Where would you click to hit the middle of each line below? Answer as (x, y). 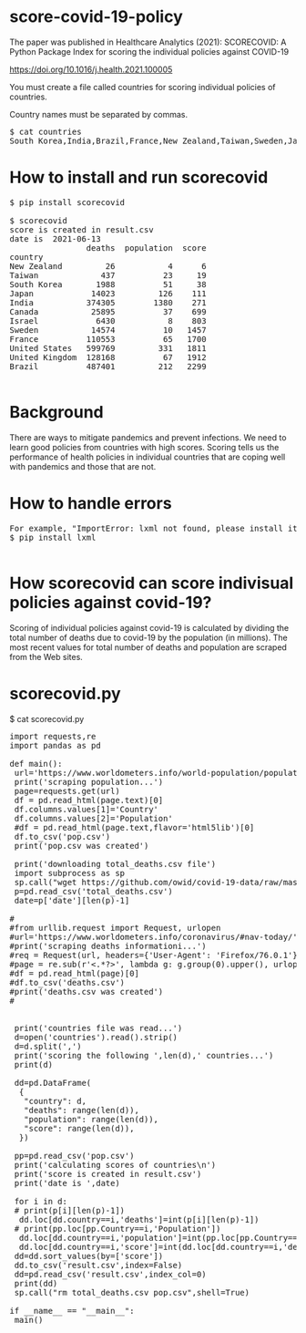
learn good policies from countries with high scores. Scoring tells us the (144, 447)
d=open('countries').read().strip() (96, 1037)
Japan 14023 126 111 (108, 293)
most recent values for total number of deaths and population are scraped (148, 647)
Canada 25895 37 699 (108, 311)
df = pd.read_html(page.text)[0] (89, 800)
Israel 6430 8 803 (108, 320)
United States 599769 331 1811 (108, 348)
